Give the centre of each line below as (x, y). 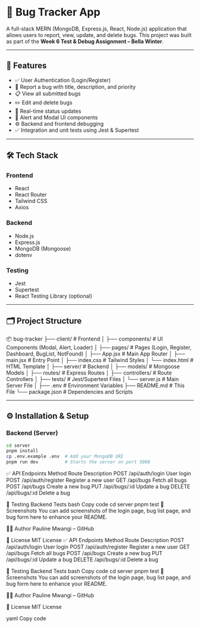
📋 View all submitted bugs (48, 93)
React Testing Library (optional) (53, 296)
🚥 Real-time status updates (48, 111)
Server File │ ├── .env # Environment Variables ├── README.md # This (96, 385)
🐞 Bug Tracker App (53, 12)
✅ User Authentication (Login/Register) (63, 80)
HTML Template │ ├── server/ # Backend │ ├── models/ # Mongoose (93, 366)
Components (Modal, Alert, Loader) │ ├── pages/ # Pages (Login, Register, (99, 347)
